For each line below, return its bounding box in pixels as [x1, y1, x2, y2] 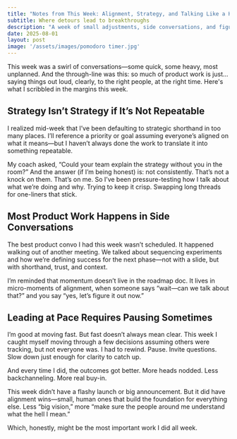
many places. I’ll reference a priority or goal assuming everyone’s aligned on [7, 131, 229, 140]
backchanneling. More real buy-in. [7, 374, 107, 383]
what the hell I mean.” [7, 410, 71, 419]
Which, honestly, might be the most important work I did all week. [7, 423, 197, 432]
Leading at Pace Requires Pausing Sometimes [7, 311, 213, 324]
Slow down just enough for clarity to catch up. [7, 353, 142, 361]
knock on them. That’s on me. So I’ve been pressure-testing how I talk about [7, 175, 229, 183]
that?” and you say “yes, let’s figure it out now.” [7, 291, 145, 299]
